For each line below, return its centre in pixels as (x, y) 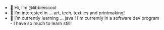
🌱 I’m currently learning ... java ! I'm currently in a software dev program (85, 18)
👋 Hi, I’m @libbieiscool (33, 8)
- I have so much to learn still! (41, 23)
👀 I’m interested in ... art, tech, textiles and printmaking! (67, 13)
